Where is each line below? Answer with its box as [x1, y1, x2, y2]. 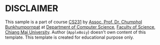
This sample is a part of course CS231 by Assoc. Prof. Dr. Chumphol [5, 19, 142, 25]
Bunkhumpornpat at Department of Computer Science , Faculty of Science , [5, 24, 156, 30]
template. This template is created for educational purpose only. [5, 34, 134, 40]
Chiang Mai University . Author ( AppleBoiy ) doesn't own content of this [5, 29, 146, 35]
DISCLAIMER [5, 3, 59, 14]
